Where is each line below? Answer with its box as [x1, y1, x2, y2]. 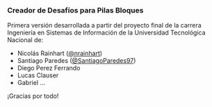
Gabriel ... [17, 79, 46, 87]
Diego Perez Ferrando [17, 64, 81, 72]
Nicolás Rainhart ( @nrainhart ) [17, 49, 103, 57]
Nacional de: [7, 36, 44, 44]
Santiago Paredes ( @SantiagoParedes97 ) [17, 57, 136, 65]
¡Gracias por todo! [7, 92, 59, 100]
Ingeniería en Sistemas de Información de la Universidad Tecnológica [7, 28, 206, 37]
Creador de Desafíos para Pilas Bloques [7, 6, 144, 15]
